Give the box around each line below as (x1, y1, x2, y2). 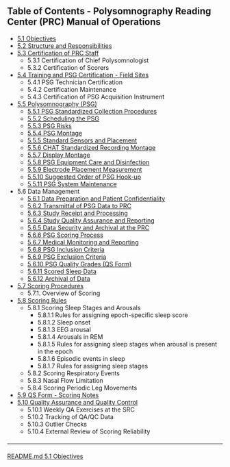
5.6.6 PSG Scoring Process (27, 231, 104, 239)
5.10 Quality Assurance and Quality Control (16, 398, 138, 406)
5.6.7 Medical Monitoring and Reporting (27, 238, 139, 246)
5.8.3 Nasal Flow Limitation (27, 376, 104, 384)
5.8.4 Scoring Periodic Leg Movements (27, 383, 138, 392)
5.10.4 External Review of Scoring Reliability (27, 427, 151, 436)
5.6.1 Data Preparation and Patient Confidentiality (27, 194, 166, 203)
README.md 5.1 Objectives (7, 452, 84, 460)
